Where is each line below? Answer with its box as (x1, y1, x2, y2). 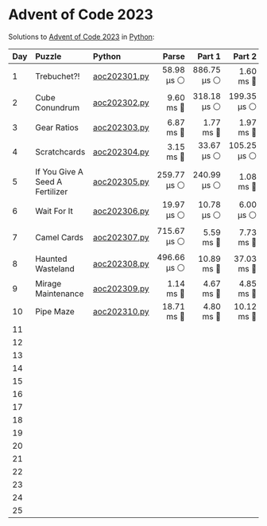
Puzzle (35, 50, 62, 61)
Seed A (35, 176, 63, 187)
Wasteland (35, 263, 75, 275)
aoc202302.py (92, 97, 149, 108)
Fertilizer (35, 185, 68, 197)
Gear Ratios (35, 122, 79, 133)
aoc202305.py (92, 176, 149, 187)
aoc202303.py (92, 122, 149, 133)
